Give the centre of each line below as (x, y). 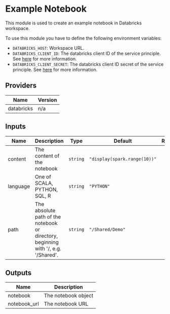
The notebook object (69, 296)
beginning (47, 242)
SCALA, (44, 183)
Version (47, 100)
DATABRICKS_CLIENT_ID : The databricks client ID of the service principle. (87, 53)
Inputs (16, 127)
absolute (45, 210)
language (19, 186)
